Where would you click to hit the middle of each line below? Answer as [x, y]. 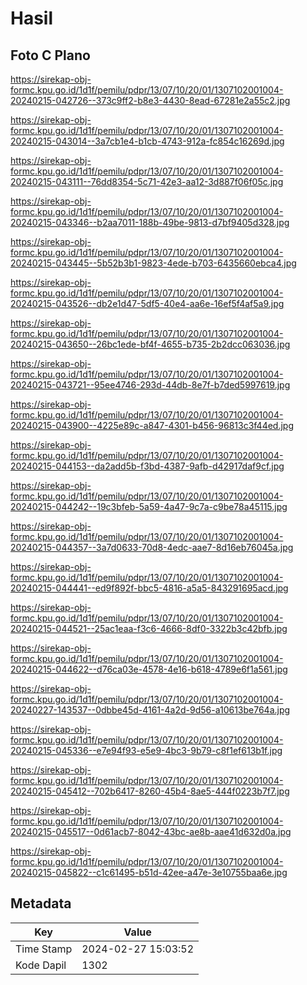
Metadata [41, 903]
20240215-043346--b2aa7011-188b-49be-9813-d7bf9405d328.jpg [150, 222]
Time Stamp [44, 949]
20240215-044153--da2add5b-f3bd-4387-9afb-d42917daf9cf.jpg [147, 466]
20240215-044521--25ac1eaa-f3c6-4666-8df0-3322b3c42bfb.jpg [149, 628]
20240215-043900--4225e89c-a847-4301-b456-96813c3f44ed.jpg [152, 425]
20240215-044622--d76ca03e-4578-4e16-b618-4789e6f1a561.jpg [149, 669]
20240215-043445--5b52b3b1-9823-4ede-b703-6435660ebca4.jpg [153, 263]
